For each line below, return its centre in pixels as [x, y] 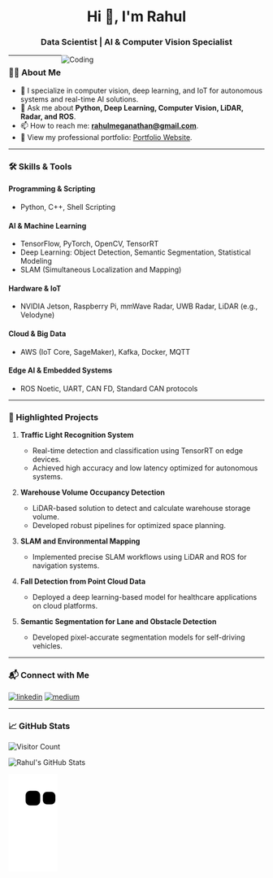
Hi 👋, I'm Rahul [136, 17]
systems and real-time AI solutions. [79, 99]
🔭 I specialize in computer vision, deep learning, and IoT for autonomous [141, 90]
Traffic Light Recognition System [77, 435]
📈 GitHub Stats [39, 726]
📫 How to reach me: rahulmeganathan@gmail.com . [109, 125]
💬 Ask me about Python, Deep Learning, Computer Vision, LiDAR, [132, 107]
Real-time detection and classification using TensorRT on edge [138, 451]
